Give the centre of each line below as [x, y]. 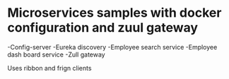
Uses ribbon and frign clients [49, 68]
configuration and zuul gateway [103, 28]
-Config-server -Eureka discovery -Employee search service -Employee [112, 47]
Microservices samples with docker [114, 13]
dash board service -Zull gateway [56, 55]
